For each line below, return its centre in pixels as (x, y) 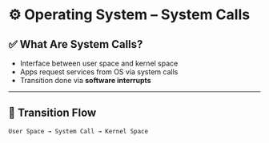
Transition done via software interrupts (85, 80)
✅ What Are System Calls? (76, 44)
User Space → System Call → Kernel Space (78, 131)
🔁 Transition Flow (52, 113)
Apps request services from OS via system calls (99, 72)
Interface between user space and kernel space (99, 63)
